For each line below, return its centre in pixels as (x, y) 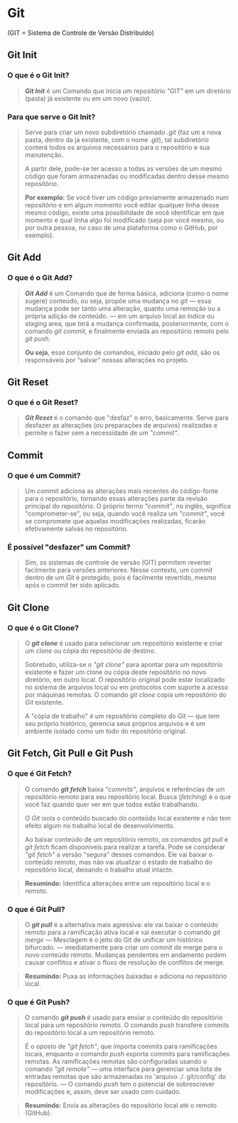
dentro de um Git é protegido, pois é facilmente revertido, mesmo (120, 577)
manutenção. (44, 155)
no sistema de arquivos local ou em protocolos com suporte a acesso (126, 687)
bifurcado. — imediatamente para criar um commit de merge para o (124, 947)
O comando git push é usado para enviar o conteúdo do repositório (124, 1018)
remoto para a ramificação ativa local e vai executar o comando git (123, 932)
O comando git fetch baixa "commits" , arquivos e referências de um (125, 789)
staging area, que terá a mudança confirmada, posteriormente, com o (127, 323)
